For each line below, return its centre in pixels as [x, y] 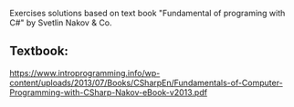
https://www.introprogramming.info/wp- [85, 73]
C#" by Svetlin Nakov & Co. [61, 23]
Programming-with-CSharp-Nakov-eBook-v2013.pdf [109, 92]
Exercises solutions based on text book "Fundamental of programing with [147, 13]
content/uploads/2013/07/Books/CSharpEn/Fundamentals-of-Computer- [146, 83]
